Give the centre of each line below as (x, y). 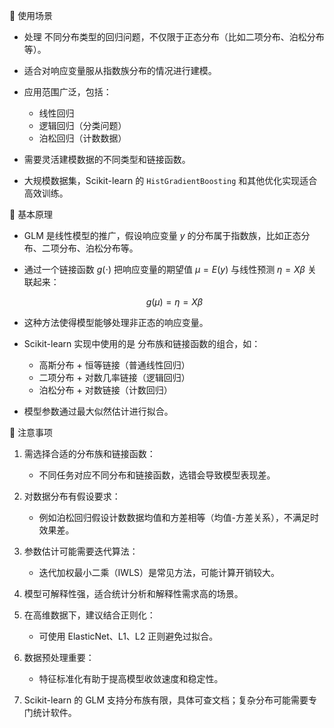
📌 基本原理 (31, 214)
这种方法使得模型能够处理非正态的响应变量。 (116, 322)
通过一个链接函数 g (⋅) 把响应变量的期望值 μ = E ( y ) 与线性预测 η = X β (164, 269)
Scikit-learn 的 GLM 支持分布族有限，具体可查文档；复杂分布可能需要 (166, 700)
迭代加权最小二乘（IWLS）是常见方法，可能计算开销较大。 (159, 572)
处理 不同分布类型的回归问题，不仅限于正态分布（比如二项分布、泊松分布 (174, 37)
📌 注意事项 (31, 432)
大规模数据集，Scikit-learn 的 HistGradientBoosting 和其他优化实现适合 (170, 180)
